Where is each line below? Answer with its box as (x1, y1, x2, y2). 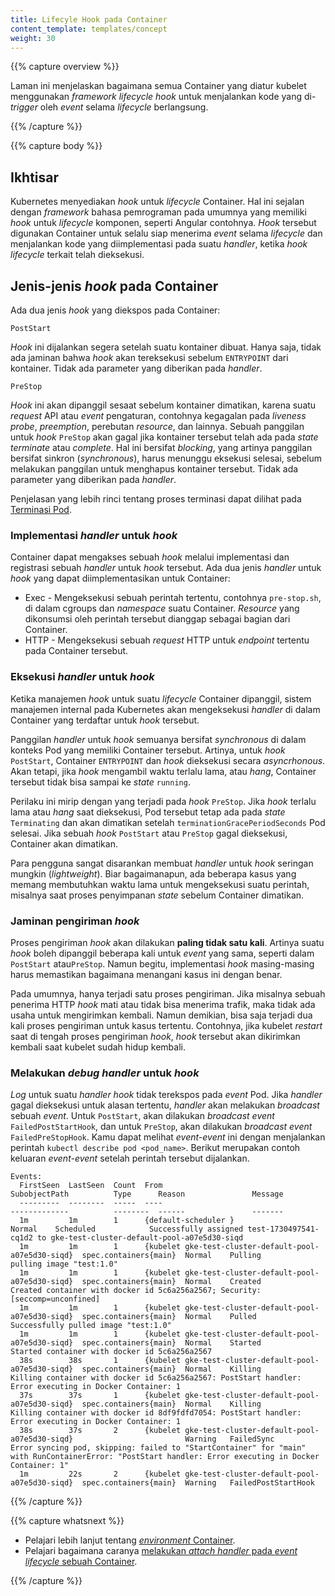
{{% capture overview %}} (10, 61, 120, 73)
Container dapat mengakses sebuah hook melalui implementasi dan (10, 551, 290, 563)
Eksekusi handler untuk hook (10, 670, 155, 684)
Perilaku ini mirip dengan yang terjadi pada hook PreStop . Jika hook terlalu (10, 795, 317, 807)
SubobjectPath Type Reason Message (10, 1189, 284, 1200)
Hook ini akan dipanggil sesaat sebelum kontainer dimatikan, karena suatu (10, 399, 317, 411)
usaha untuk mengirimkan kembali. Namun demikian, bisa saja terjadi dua (10, 1009, 313, 1021)
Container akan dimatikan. (10, 837, 118, 850)
